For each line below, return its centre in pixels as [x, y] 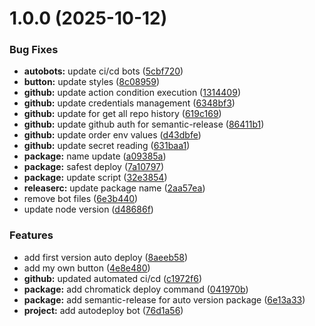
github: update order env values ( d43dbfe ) [112, 135]
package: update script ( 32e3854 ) [95, 178]
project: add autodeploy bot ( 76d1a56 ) [103, 310]
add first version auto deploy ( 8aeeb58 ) [106, 257]
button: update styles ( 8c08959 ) [92, 82]
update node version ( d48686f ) [88, 209]
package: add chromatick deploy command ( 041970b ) [136, 289]
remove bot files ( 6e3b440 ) [81, 199]
